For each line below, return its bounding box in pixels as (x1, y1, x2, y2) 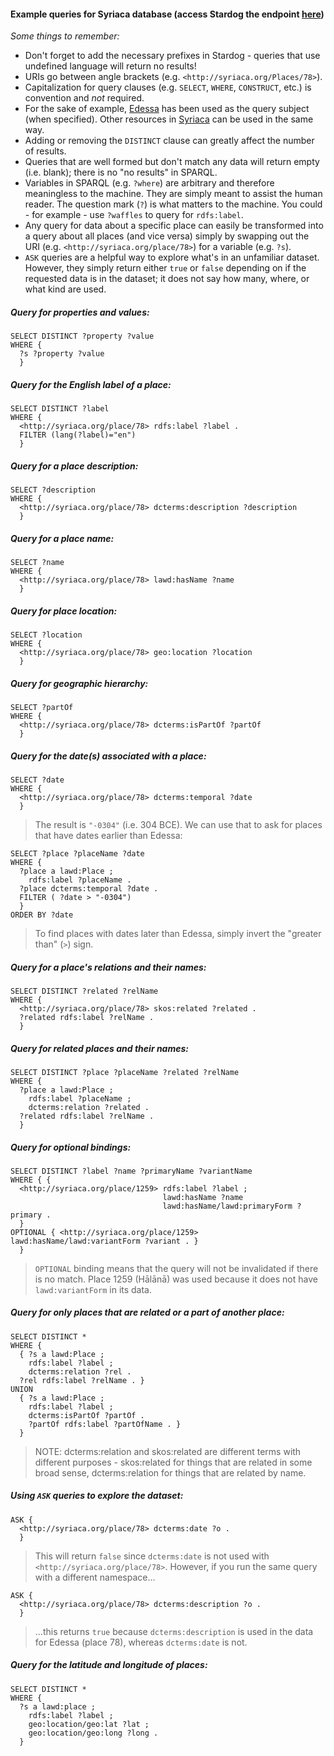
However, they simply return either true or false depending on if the (24, 262, 307, 274)
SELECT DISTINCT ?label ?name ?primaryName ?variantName (10, 1166, 253, 1176)
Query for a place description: (10, 460, 139, 472)
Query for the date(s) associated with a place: (10, 750, 207, 762)
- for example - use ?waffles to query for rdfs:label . (24, 209, 244, 221)
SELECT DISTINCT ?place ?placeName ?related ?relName (10, 1067, 240, 1077)
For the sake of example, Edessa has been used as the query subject (24, 103, 310, 115)
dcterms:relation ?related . (28, 1102, 150, 1112)
